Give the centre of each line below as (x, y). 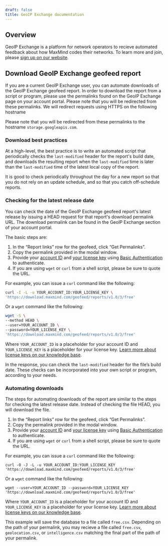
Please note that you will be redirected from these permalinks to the (75, 122)
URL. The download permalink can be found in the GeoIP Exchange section (83, 222)
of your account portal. (29, 227)
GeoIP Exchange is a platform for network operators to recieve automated (81, 47)
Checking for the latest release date (50, 200)
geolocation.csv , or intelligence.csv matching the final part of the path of (83, 533)
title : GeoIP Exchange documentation (45, 15)
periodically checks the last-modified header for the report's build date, (80, 157)
